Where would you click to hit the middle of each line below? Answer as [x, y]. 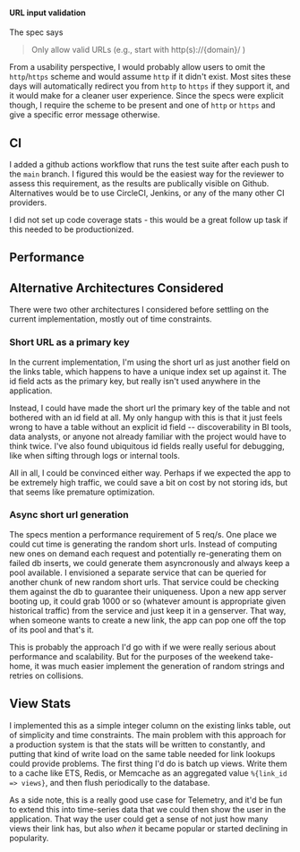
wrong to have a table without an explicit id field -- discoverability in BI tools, [150, 426]
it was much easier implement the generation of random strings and [159, 666]
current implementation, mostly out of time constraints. [111, 319]
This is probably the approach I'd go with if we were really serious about [142, 647]
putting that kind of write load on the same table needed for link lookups [142, 753]
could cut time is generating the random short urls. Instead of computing [143, 544]
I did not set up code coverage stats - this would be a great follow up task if [149, 220]
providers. [28, 202]
